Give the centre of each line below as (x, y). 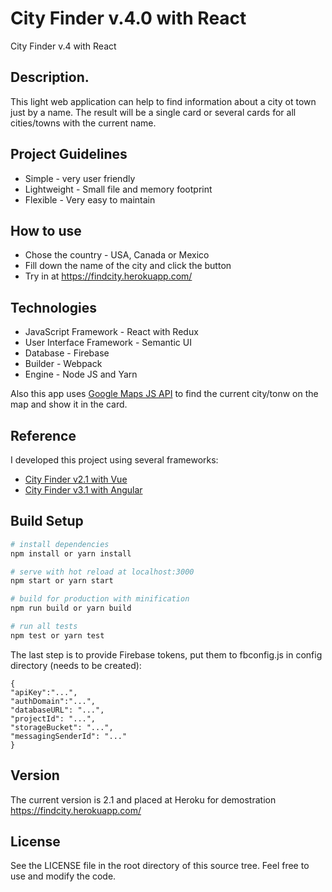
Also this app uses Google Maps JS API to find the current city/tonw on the (164, 394)
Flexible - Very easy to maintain (90, 199)
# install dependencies (60, 544)
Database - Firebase (67, 353)
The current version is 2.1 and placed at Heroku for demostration (143, 799)
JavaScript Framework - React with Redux (111, 332)
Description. (50, 77)
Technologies (54, 307)
